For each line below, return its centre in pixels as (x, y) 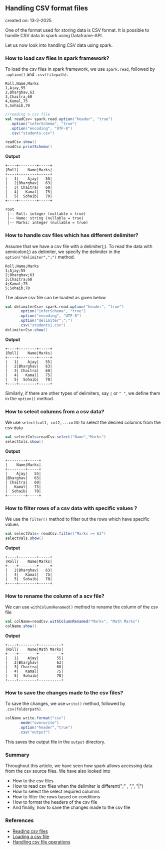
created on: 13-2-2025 (28, 20)
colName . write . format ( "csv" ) (35, 718)
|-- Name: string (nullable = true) (45, 218)
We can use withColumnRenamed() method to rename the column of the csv (82, 607)
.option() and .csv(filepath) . (37, 74)
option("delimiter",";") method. (40, 257)
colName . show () (21, 626)
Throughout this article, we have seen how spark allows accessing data (79, 766)
